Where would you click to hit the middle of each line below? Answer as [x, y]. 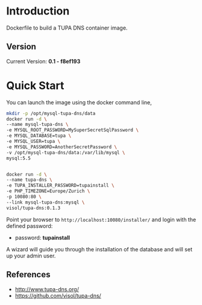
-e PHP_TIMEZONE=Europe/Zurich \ [48, 191]
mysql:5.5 [19, 158]
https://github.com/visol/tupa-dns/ [58, 295]
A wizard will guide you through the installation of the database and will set [99, 249]
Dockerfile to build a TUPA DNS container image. [67, 28]
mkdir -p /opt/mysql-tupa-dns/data [51, 113]
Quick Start [35, 85]
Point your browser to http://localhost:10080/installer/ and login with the [101, 219]
